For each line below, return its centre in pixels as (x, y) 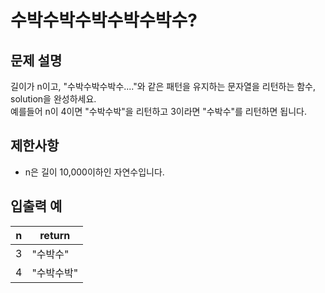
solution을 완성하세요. (53, 99)
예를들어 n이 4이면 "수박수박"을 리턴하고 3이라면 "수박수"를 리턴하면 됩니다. (158, 111)
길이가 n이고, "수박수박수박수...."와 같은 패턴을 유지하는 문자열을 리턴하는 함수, (163, 86)
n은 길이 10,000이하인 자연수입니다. (94, 172)
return (55, 235)
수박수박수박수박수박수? (104, 20)
